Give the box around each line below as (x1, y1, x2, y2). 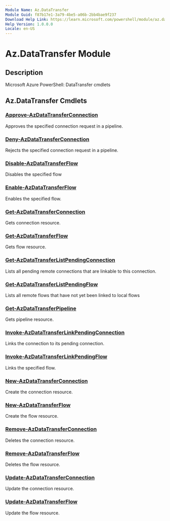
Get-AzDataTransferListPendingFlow (5, 281, 98, 288)
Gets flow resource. (5, 244, 47, 250)
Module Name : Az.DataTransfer (5, 7, 69, 13)
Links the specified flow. (5, 364, 56, 370)
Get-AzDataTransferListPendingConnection (5, 256, 115, 264)
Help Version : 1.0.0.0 (5, 21, 53, 27)
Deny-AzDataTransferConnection (5, 135, 90, 142)
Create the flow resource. (5, 413, 59, 419)
